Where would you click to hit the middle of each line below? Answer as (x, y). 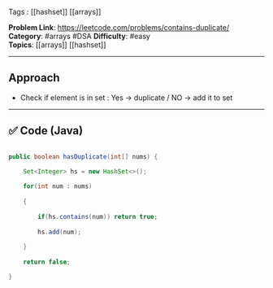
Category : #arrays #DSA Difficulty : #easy (79, 36)
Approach (34, 78)
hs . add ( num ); (60, 232)
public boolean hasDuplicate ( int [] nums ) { (83, 157)
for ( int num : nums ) (58, 186)
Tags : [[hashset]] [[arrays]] (55, 12)
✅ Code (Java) (46, 131)
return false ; (47, 262)
